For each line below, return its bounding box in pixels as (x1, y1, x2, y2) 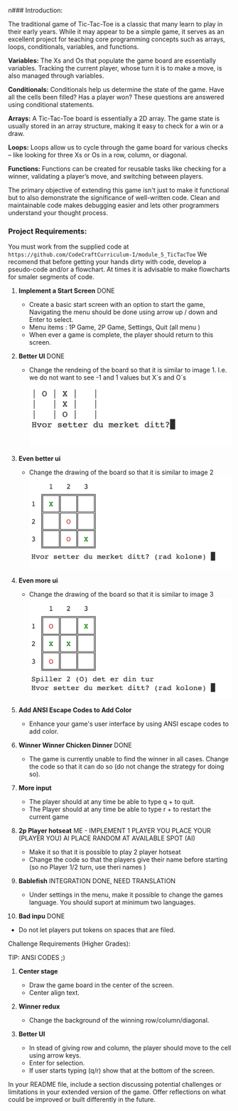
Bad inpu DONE (18, 912, 65, 920)
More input (18, 783, 52, 792)
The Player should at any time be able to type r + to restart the (28, 805, 212, 813)
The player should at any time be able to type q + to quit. (28, 797, 195, 805)
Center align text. (28, 988, 80, 996)
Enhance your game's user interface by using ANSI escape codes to (28, 719, 229, 728)
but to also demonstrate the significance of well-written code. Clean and (8, 194, 220, 202)
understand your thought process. (8, 209, 109, 217)
